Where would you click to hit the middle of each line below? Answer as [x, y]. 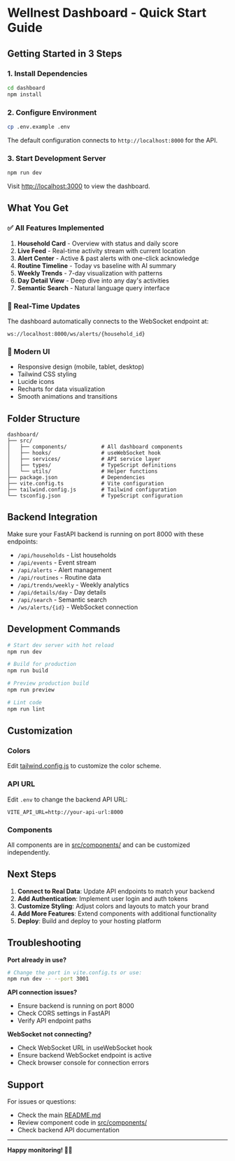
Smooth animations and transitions [67, 397]
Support [26, 1084]
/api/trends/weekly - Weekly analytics [73, 585]
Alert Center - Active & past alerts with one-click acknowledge [108, 258]
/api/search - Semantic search [62, 599]
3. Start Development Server [57, 158]
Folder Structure [44, 419]
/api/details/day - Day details [62, 592]
